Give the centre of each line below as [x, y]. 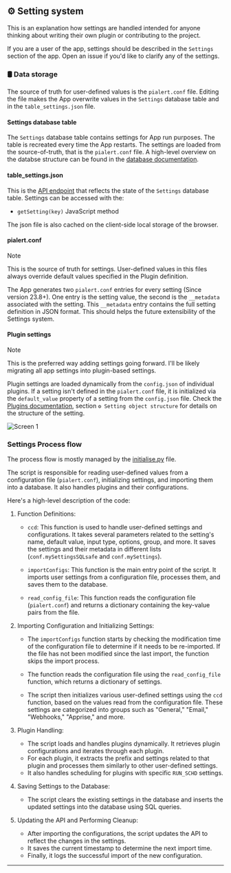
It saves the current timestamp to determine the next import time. [120, 848]
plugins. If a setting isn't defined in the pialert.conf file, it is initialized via [112, 391]
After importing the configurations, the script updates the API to [118, 834]
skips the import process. [63, 661]
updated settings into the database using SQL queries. [104, 807]
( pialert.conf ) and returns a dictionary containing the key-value [119, 605]
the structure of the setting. [46, 413]
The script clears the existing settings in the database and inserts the [125, 800]
